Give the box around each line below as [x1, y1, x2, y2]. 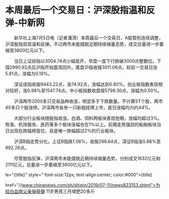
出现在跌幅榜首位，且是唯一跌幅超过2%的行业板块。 [9, 128, 118, 134]
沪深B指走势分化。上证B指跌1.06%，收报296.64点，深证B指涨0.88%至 [14, 138, 161, 144]
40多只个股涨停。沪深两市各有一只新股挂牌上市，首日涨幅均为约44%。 [5, 104, 153, 111]
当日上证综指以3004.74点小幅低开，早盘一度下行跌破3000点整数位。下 [14, 58, 162, 64]
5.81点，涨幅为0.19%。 [5, 70, 53, 76]
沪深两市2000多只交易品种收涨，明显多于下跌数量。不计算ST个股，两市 [14, 98, 163, 104]
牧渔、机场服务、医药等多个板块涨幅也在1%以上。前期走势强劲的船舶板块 [5, 121, 157, 127]
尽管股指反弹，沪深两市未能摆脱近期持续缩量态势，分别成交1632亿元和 [14, 155, 161, 161]
